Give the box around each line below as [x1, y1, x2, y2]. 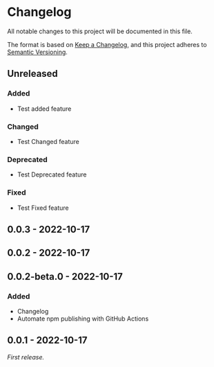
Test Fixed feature [17, 204, 69, 212]
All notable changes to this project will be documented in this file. [7, 27, 193, 35]
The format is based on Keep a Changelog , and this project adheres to [7, 40, 207, 48]
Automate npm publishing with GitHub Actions [17, 314, 149, 323]
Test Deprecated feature [17, 170, 87, 179]
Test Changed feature [17, 137, 79, 145]
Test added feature [17, 105, 72, 113]
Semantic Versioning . [7, 48, 68, 56]
